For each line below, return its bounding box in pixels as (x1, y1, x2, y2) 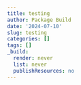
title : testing (7, 10, 50, 17)
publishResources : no (13, 67, 75, 74)
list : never (13, 61, 48, 68)
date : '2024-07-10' (7, 23, 63, 29)
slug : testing (7, 29, 48, 36)
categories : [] (7, 36, 50, 42)
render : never (13, 55, 53, 62)
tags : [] (7, 42, 32, 49)
